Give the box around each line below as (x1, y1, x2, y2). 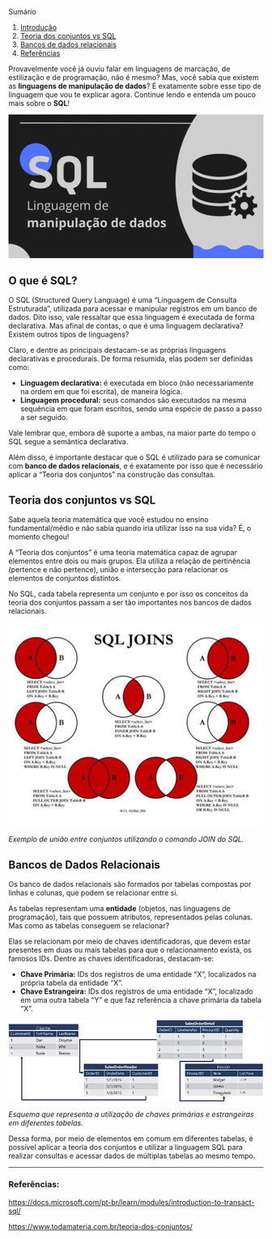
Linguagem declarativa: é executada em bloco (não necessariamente (19, 378, 254, 388)
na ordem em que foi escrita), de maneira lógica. (19, 387, 183, 397)
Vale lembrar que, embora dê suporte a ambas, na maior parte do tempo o (8, 428, 257, 438)
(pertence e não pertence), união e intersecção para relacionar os (8, 565, 228, 575)
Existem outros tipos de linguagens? (8, 329, 130, 339)
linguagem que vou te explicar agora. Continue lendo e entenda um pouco (8, 90, 257, 100)
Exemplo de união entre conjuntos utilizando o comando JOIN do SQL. (8, 834, 244, 844)
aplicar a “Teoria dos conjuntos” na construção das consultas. (8, 469, 216, 480)
